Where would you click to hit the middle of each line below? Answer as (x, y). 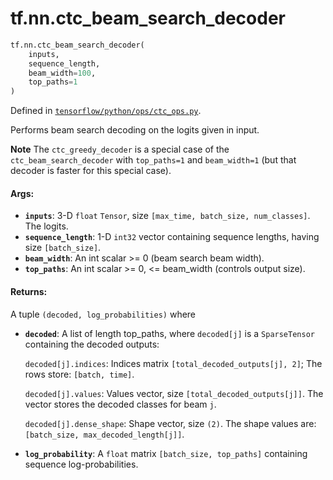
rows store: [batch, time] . (79, 374)
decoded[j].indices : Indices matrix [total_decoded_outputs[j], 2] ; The (173, 363)
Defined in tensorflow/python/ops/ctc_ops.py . (106, 111)
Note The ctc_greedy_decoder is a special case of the (120, 149)
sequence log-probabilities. (81, 464)
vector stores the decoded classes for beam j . (120, 404)
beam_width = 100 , (62, 73)
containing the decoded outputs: (92, 344)
